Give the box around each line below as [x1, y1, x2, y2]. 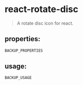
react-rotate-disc [4, 4, 78, 15]
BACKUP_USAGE [4, 75, 32, 80]
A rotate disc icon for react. [16, 20, 73, 26]
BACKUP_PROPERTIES [4, 48, 43, 53]
